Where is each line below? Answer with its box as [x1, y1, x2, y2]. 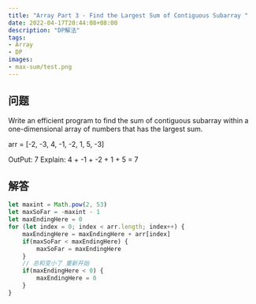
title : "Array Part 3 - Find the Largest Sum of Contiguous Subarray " [8, 11, 248, 20]
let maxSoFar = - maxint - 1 [8, 208, 101, 216]
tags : [8, 33, 26, 42]
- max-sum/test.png [8, 63, 72, 71]
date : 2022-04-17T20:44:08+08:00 [8, 19, 118, 27]
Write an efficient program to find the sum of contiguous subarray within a [8, 115, 249, 125]
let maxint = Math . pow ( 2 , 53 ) [8, 201, 108, 209]
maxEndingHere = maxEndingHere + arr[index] [22, 230, 171, 238]
